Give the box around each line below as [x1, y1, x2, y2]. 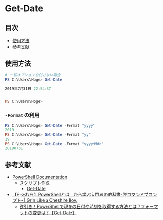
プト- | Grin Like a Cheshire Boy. [12, 197, 78, 203]
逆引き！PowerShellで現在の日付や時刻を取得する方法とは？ [19, 203, 141, 209]
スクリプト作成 [19, 180, 50, 186]
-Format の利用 [5, 112, 40, 119]
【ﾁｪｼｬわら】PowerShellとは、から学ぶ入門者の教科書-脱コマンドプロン [12, 191, 158, 197]
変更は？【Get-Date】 [32, 209, 77, 216]
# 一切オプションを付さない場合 [5, 73, 61, 77]
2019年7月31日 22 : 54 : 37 [5, 86, 51, 91]
